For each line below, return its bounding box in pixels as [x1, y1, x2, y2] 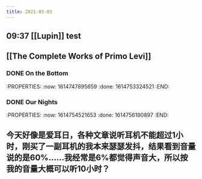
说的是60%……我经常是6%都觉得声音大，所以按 [6, 153, 188, 163]
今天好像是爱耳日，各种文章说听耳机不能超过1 [6, 130, 176, 141]
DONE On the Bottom [6, 69, 69, 78]
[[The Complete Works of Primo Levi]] [6, 51, 151, 62]
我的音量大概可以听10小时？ [6, 164, 110, 174]
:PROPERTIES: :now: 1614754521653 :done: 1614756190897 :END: [6, 111, 170, 119]
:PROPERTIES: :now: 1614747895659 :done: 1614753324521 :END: [6, 83, 170, 90]
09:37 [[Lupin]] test [6, 31, 81, 41]
